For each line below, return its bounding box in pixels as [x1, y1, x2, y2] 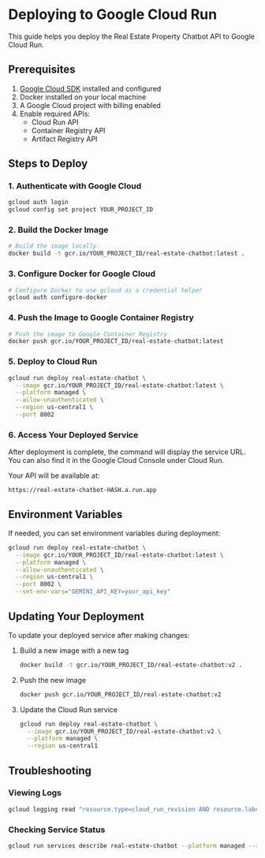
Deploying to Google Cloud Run [8, 6, 218, 24]
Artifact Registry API [31, 134, 98, 144]
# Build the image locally [8, 242, 97, 250]
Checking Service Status [8, 824, 106, 835]
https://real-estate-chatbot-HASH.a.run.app [8, 487, 157, 494]
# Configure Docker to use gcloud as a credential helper [8, 286, 203, 294]
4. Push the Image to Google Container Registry [8, 312, 195, 323]
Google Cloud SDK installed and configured [19, 84, 162, 93]
